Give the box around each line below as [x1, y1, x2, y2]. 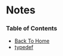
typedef [14, 44, 34, 51]
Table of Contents [6, 24, 58, 33]
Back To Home [14, 37, 50, 44]
